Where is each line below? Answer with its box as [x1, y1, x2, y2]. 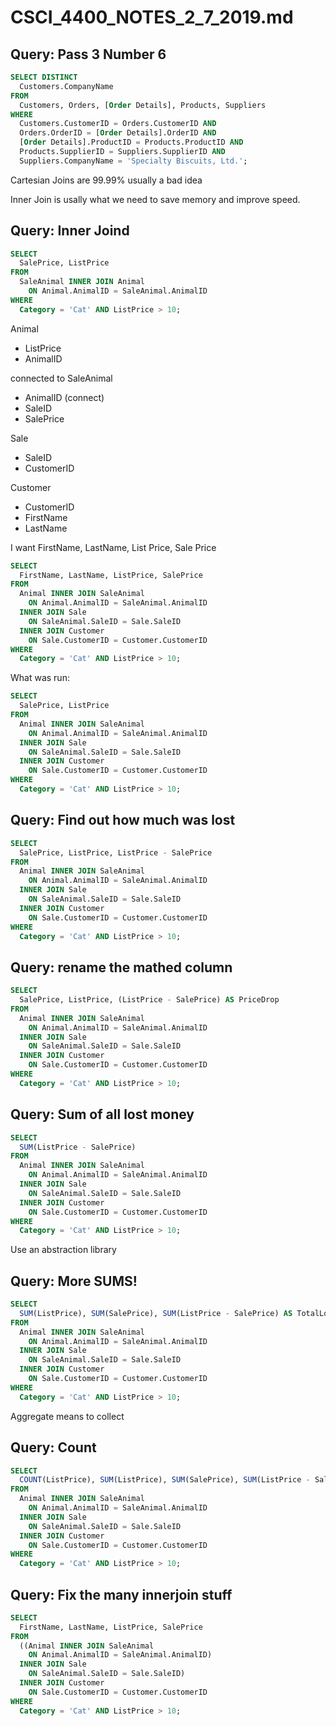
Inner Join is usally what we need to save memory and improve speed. [10, 193, 301, 205]
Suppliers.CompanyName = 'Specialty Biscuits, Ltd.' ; [19, 156, 248, 166]
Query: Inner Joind [10, 222, 130, 240]
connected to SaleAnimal [10, 372, 113, 384]
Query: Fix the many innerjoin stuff [10, 1586, 233, 1603]
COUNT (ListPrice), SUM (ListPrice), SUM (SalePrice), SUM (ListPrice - [19, 1475, 311, 1485]
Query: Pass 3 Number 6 [10, 46, 167, 63]
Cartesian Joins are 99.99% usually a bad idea [10, 174, 203, 186]
